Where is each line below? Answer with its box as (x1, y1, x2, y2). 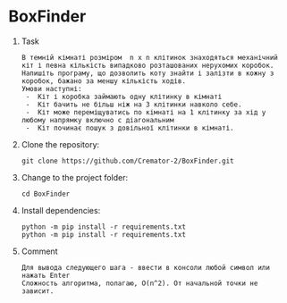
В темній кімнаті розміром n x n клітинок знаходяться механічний (21, 53, 278, 62)
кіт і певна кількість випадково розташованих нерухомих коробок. (21, 61, 274, 70)
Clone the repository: (21, 139, 100, 149)
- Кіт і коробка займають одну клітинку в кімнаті (25, 92, 223, 101)
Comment (21, 246, 58, 257)
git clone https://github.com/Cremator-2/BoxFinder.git (21, 156, 234, 165)
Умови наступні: (21, 84, 82, 93)
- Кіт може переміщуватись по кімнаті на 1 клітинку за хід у (25, 107, 266, 117)
